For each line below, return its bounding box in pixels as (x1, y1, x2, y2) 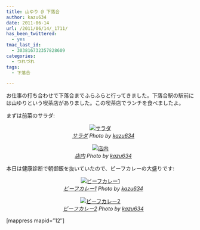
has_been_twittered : (6, 31, 58, 37)
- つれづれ (11, 58, 35, 64)
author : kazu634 (6, 14, 47, 20)
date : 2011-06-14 (6, 20, 50, 26)
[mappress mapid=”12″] (6, 217, 64, 224)
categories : (6, 53, 36, 59)
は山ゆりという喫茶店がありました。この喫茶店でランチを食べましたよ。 (6, 100, 184, 107)
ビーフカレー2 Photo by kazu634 (62, 205, 144, 212)
